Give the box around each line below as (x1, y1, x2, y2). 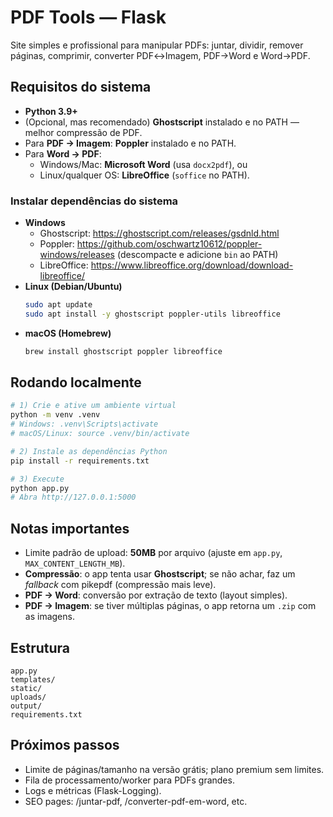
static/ (10, 683, 43, 693)
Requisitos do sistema (10, 79, 152, 96)
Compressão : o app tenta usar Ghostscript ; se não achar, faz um (24, 568, 296, 580)
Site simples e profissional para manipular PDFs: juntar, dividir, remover (10, 39, 304, 51)
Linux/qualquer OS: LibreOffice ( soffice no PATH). (39, 169, 250, 181)
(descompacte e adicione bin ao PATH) (116, 249, 279, 261)
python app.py (10, 483, 70, 493)
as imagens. (24, 611, 75, 623)
